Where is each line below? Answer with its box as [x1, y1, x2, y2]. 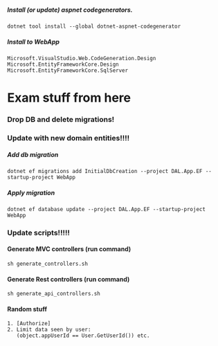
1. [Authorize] [7, 320, 51, 327]
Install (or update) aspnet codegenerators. [7, 6, 133, 14]
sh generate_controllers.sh [7, 260, 89, 268]
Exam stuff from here [7, 90, 131, 106]
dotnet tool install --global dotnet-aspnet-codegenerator [7, 23, 181, 30]
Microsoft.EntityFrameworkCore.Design [7, 61, 119, 68]
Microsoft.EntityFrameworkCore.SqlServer [7, 66, 129, 74]
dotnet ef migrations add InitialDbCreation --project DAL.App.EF [7, 167, 203, 174]
